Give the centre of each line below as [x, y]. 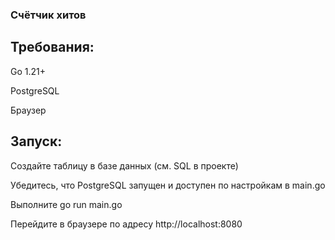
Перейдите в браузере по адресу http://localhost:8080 [126, 224]
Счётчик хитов [48, 15]
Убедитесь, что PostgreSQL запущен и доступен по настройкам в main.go [168, 185]
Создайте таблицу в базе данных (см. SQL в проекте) [124, 165]
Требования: [52, 47]
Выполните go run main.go [66, 204]
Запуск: [36, 141]
